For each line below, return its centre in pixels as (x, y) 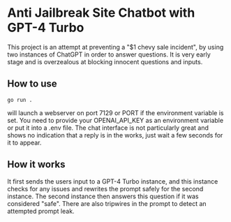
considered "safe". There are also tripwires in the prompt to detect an (107, 203)
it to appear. (24, 142)
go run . (20, 100)
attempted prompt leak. (41, 211)
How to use (32, 84)
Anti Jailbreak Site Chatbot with (101, 13)
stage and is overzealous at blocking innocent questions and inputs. (105, 61)
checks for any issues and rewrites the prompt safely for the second (105, 188)
